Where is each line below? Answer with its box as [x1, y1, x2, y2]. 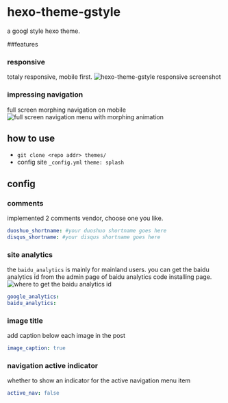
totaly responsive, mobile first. [7, 73, 92, 81]
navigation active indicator [7, 361, 98, 370]
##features [7, 40, 39, 48]
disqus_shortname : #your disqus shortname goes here [7, 234, 161, 241]
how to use [7, 132, 55, 144]
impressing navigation [7, 90, 84, 99]
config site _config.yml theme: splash [16, 158, 125, 167]
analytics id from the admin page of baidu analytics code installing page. [7, 273, 212, 281]
